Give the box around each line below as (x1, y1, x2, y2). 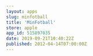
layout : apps (6, 8, 38, 15)
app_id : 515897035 (6, 30, 51, 36)
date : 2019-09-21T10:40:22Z (6, 36, 74, 41)
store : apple (6, 24, 38, 31)
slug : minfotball (6, 14, 48, 20)
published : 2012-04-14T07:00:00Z (6, 41, 87, 47)
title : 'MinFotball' (6, 19, 56, 25)
